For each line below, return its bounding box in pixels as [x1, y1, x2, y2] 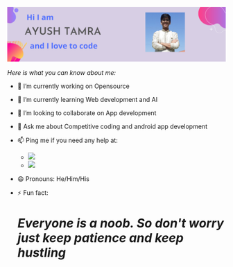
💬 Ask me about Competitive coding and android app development [17, 122, 208, 130]
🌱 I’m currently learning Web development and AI [17, 96, 158, 103]
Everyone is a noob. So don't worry [17, 216, 224, 232]
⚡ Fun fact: [17, 189, 49, 197]
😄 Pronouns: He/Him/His [17, 175, 90, 183]
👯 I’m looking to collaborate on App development [17, 109, 157, 117]
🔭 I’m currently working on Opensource [17, 82, 130, 90]
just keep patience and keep [17, 230, 184, 246]
